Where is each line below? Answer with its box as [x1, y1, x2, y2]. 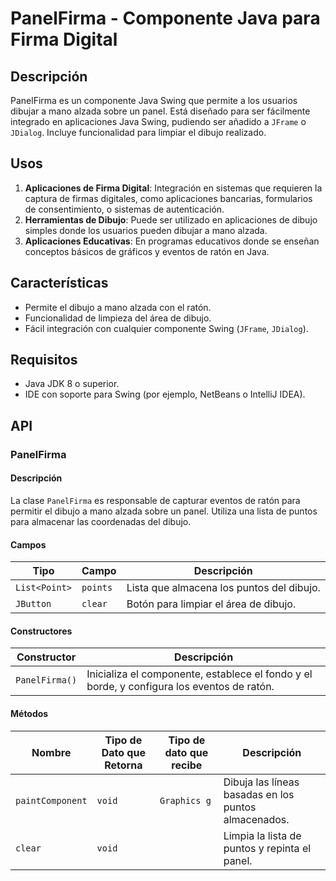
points [81, 582, 113, 594]
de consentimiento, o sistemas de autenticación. [24, 203, 225, 215]
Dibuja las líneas [223, 775, 300, 789]
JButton [15, 598, 52, 610]
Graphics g [159, 795, 212, 806]
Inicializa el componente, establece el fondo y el [86, 667, 313, 681]
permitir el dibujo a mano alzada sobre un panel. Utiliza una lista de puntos [10, 505, 318, 517]
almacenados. [223, 812, 290, 826]
